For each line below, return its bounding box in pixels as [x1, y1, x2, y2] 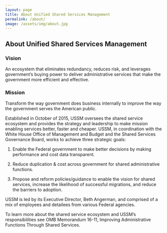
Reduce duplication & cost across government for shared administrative [12, 161, 160, 167]
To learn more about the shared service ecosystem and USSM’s [5, 212, 136, 218]
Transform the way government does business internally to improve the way [5, 100, 162, 106]
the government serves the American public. [5, 106, 97, 112]
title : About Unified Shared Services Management [5, 12, 111, 17]
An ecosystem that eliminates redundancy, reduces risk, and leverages [5, 66, 151, 72]
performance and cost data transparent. [12, 152, 95, 158]
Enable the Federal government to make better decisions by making [12, 146, 152, 152]
